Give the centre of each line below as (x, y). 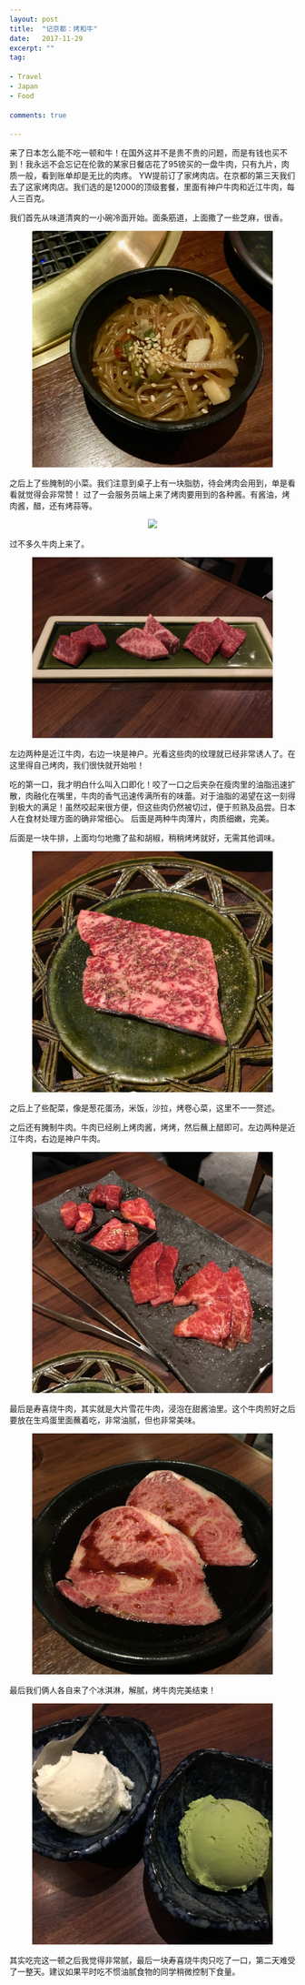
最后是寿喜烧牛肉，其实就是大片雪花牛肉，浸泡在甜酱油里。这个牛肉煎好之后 (152, 1409)
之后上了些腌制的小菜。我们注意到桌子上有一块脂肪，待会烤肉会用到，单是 (148, 483)
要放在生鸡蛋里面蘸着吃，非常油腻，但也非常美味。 (105, 1420)
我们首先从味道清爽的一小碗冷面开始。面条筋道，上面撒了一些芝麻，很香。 (148, 217)
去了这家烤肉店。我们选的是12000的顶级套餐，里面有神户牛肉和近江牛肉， (148, 187)
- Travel (26, 77)
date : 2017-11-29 (46, 38)
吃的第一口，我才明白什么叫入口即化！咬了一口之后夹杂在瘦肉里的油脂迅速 (148, 785)
